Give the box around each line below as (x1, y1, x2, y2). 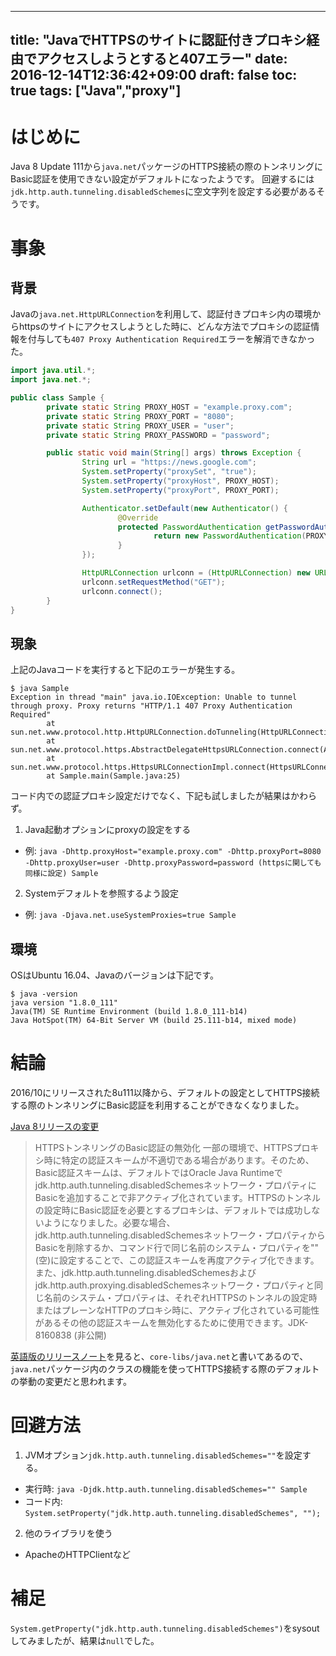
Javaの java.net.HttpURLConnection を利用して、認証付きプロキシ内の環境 (10, 308, 313, 320)
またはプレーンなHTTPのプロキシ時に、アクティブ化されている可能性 (34, 1304, 320, 1316)
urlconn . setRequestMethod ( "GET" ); (81, 577, 226, 587)
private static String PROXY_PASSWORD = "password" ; (46, 430, 271, 440)
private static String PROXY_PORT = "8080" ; (46, 411, 235, 421)
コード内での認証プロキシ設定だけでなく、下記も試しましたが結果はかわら (10, 790, 317, 802)
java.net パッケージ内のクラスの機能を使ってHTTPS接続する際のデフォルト (10, 1363, 320, 1375)
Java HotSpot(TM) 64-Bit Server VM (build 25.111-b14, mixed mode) (10, 1016, 298, 1026)
